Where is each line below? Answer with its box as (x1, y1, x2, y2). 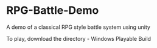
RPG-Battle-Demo (6, 4, 99, 17)
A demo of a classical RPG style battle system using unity (6, 23, 151, 31)
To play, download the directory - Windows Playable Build (6, 35, 151, 42)
